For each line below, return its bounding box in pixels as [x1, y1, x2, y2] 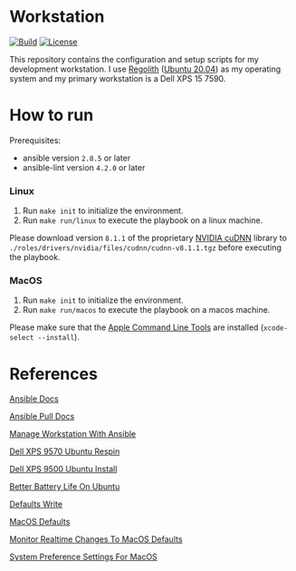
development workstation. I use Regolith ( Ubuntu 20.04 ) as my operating [9, 63, 282, 74]
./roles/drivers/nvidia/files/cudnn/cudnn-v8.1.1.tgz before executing [9, 242, 282, 253]
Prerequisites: [9, 134, 62, 146]
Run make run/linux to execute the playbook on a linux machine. [22, 215, 263, 226]
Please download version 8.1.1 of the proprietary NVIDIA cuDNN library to [9, 233, 288, 244]
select [9, 334, 34, 343]
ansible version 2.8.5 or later [22, 152, 131, 163]
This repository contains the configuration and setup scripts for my [9, 53, 260, 64]
